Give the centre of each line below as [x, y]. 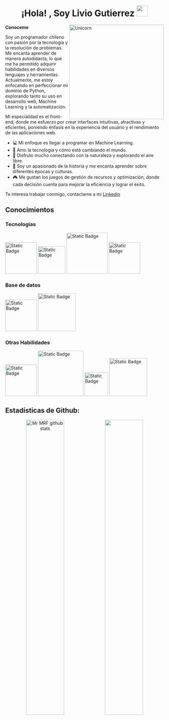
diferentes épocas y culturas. [43, 171]
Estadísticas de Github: [43, 410]
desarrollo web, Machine [31, 101]
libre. [18, 160]
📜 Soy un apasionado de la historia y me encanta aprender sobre [80, 166]
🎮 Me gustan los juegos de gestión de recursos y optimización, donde [86, 177]
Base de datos [23, 285]
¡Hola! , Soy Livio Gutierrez [78, 13]
